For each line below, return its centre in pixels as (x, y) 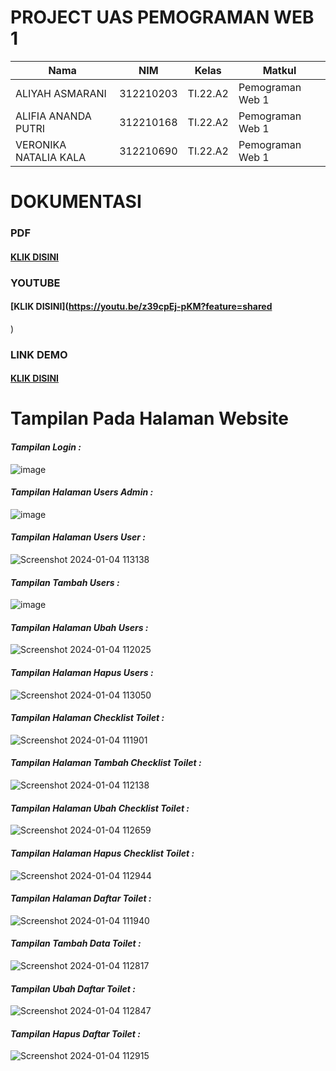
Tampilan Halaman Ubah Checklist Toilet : (100, 808)
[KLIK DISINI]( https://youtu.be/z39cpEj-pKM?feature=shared (141, 307)
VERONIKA (41, 144)
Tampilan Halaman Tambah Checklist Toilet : (106, 763)
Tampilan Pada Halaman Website (149, 418)
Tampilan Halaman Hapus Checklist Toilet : (102, 853)
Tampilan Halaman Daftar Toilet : (81, 898)
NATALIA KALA (51, 157)
